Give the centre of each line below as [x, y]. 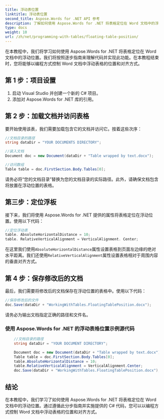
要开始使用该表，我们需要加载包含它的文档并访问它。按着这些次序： [73, 129]
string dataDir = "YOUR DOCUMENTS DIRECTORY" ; [53, 143]
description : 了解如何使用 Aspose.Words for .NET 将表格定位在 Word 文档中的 [80, 23]
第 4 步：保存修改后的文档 [44, 278]
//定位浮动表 [16, 230]
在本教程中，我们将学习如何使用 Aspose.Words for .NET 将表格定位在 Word [81, 51]
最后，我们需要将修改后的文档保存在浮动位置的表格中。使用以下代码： [76, 291]
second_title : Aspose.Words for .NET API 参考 [52, 19]
